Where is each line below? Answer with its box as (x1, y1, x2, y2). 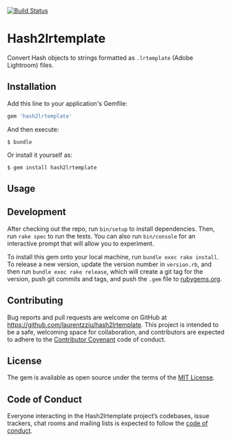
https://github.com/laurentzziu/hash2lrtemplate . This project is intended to (7, 320, 219, 328)
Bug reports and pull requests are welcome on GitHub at (7, 313, 168, 321)
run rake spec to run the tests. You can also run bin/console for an (7, 232, 196, 240)
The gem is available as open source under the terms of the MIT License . (7, 373, 215, 382)
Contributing (7, 294, 63, 307)
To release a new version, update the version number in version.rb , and (7, 260, 212, 268)
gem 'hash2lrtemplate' (7, 113, 72, 120)
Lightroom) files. (7, 61, 54, 69)
